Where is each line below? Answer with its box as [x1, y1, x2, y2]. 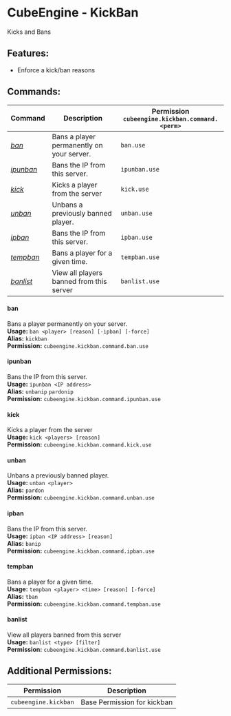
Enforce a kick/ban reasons [16, 65, 95, 74]
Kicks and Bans [7, 28, 52, 36]
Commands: [7, 86, 61, 98]
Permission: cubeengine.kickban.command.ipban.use [7, 546, 155, 555]
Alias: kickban [7, 334, 47, 342]
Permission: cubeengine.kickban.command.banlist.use [7, 645, 162, 653]
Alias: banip [7, 539, 41, 547]
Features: [7, 48, 49, 59]
